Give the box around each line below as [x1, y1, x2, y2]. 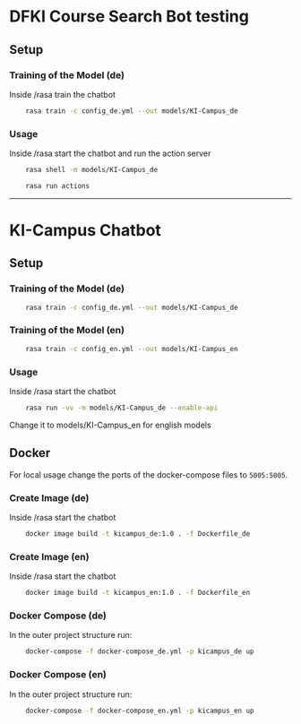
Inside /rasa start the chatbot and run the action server [9, 148, 211, 159]
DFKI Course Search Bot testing [9, 6, 249, 27]
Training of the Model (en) [9, 324, 125, 337]
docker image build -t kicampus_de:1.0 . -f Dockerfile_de [25, 530, 251, 539]
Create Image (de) [9, 491, 90, 504]
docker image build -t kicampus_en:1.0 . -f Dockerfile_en [25, 589, 251, 598]
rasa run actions [25, 181, 90, 190]
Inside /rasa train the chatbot [9, 89, 116, 99]
